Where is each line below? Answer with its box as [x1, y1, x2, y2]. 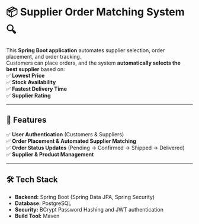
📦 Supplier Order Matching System [6, 5, 185, 19]
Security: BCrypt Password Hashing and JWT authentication [14, 206, 164, 213]
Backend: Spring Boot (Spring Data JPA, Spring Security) [14, 193, 155, 200]
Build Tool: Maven [14, 212, 60, 219]
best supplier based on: [6, 65, 65, 72]
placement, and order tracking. [6, 53, 82, 60]
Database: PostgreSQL [14, 200, 72, 207]
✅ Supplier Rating [6, 92, 52, 99]
